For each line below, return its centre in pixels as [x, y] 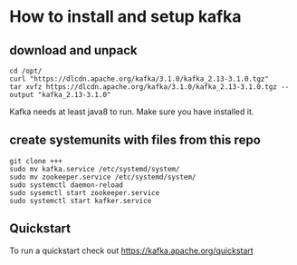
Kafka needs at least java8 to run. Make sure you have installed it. [132, 112]
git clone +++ [36, 161]
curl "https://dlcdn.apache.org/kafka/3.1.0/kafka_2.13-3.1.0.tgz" [139, 79]
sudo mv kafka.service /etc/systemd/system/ [95, 169]
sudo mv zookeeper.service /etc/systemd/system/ [103, 177]
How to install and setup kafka [125, 17]
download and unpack [73, 50]
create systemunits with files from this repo [135, 140]
